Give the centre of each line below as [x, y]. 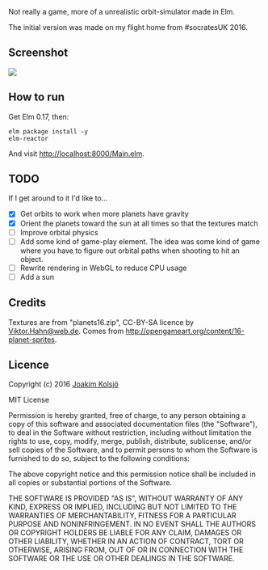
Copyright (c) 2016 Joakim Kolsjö [63, 384]
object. [31, 259]
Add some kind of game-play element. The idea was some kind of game [140, 241]
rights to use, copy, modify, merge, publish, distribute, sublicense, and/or [130, 441]
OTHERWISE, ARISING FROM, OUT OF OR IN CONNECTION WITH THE [126, 550]
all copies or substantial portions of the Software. [90, 483]
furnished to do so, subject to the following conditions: [99, 458]
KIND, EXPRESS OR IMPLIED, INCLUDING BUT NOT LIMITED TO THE [123, 507]
